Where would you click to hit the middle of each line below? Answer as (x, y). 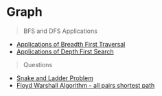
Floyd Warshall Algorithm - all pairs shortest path (85, 85)
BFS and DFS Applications (60, 31)
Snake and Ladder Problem (55, 78)
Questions (38, 64)
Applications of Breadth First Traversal (71, 44)
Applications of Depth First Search (65, 51)
